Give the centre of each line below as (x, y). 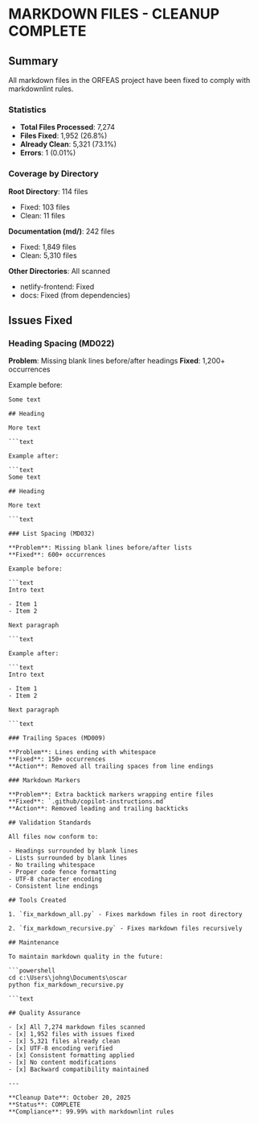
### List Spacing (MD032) (51, 534)
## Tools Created (37, 900)
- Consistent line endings (53, 886)
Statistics (27, 110)
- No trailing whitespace (51, 865)
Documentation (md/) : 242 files (61, 231)
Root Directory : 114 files (48, 191)
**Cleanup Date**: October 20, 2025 (70, 1098)
